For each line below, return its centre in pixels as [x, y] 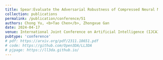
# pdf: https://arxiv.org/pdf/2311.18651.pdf [52, 41]
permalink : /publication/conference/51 [45, 18]
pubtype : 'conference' [28, 37]
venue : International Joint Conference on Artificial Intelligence [75, 32]
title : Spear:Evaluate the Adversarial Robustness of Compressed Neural [80, 9]
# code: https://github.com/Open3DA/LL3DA [49, 45]
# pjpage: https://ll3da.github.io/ [42, 50]
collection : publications [31, 14]
